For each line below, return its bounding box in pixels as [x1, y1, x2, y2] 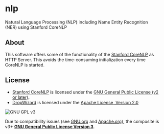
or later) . [12, 94, 30, 100]
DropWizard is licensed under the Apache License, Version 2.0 [12, 99, 139, 105]
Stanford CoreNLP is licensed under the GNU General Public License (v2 [12, 89, 159, 95]
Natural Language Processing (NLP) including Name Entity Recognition [5, 19, 148, 25]
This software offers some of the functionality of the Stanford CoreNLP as [5, 51, 154, 57]
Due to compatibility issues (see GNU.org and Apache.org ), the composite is [5, 118, 159, 124]
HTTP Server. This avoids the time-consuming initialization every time [5, 57, 146, 63]
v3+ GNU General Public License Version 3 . [5, 123, 95, 130]
